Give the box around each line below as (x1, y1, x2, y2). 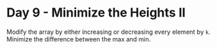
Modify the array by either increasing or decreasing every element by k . (6, 28, 211, 36)
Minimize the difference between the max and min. (6, 35, 151, 43)
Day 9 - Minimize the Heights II (6, 5, 186, 21)
